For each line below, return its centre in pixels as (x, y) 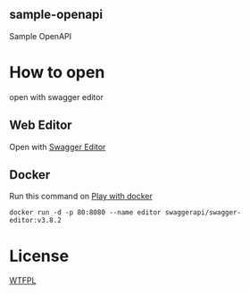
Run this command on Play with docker (81, 197)
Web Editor (41, 126)
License (39, 256)
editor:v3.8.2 (36, 221)
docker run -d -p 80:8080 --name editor (86, 213)
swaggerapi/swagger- (203, 213)
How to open (57, 72)
